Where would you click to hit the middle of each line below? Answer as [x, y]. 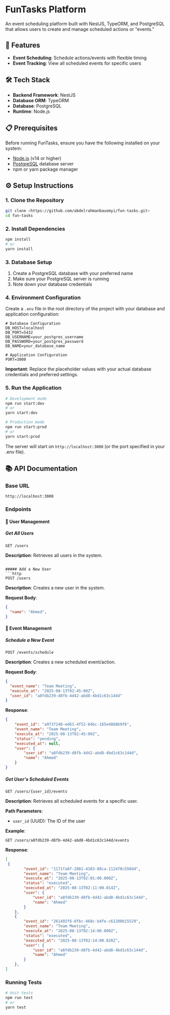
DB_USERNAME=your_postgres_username [44, 337]
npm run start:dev [25, 403]
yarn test [16, 1007]
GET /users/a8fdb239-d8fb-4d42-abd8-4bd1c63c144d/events [67, 840]
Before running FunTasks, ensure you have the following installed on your [83, 143]
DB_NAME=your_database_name [35, 346]
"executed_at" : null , [37, 744]
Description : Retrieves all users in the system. [54, 555]
